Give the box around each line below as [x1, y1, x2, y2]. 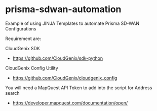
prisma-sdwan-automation [5, 4, 122, 15]
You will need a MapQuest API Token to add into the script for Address [5, 85, 152, 91]
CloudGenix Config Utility [5, 65, 58, 71]
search [5, 90, 20, 96]
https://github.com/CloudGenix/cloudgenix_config [12, 75, 117, 81]
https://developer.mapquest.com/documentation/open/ [12, 100, 128, 106]
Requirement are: [5, 35, 42, 42]
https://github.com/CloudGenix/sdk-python [12, 55, 103, 61]
